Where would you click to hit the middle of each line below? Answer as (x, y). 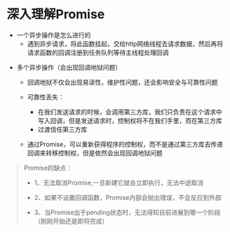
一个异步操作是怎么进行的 (54, 35)
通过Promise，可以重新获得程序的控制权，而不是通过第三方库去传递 (125, 144)
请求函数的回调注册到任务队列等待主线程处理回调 (98, 52)
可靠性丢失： (46, 97)
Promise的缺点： (48, 168)
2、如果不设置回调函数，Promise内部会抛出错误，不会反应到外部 (128, 197)
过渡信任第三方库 (62, 129)
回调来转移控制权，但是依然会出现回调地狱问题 (95, 153)
